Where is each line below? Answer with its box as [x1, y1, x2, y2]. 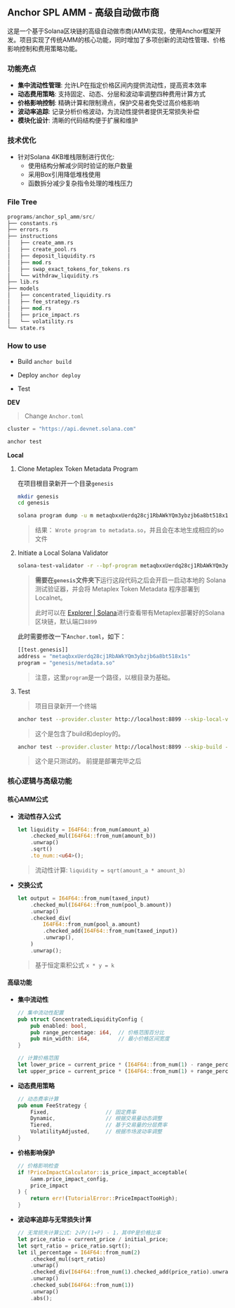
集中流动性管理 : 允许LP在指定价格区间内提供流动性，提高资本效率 [17, 81, 207, 89]
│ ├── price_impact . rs [7, 311, 80, 318]
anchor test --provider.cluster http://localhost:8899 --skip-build [17, 743, 222, 750]
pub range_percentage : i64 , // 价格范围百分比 [30, 1029, 165, 1036]
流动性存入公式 [17, 812, 61, 820]
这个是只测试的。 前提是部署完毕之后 [34, 757, 142, 765]
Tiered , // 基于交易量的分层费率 [30, 1121, 168, 1128]
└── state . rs [7, 325, 46, 332]
